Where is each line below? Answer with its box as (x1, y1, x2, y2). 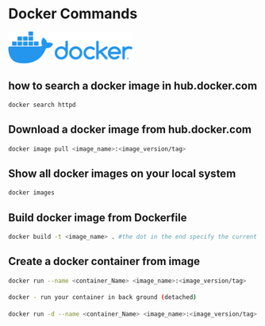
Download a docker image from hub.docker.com (8, 123, 252, 136)
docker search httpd (8, 101, 77, 109)
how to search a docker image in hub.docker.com (8, 79, 258, 92)
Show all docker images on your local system (8, 167, 236, 180)
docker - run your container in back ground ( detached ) (8, 293, 197, 301)
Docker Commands (8, 5, 138, 23)
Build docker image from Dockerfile (8, 211, 187, 224)
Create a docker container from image (8, 255, 201, 268)
